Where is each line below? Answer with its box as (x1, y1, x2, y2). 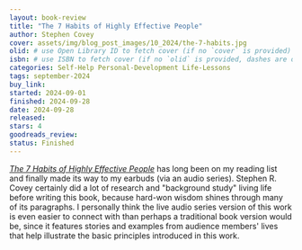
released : (9, 113, 47, 122)
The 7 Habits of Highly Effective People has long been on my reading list (9, 163, 278, 174)
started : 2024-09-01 (9, 88, 87, 97)
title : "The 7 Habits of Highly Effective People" (9, 22, 203, 31)
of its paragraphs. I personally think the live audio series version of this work (9, 201, 292, 212)
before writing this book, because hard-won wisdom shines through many (9, 192, 283, 202)
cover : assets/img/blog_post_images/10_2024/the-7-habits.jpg (9, 38, 247, 48)
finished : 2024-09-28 (9, 96, 91, 106)
